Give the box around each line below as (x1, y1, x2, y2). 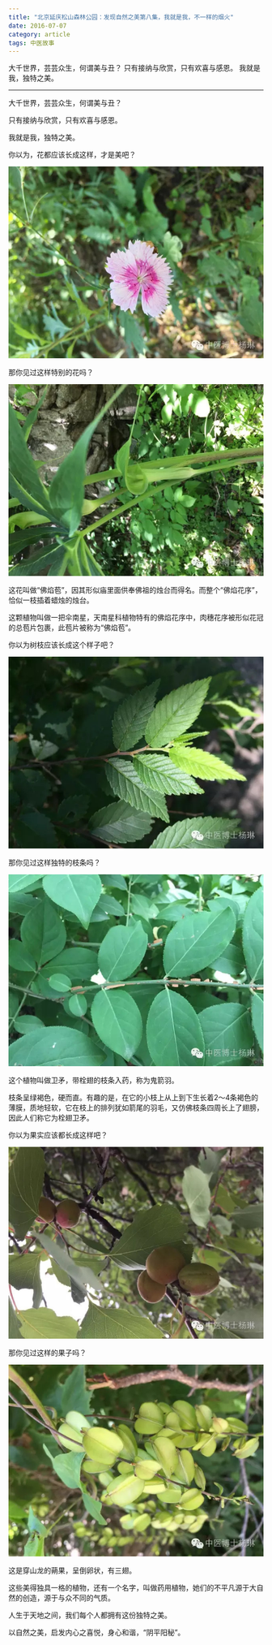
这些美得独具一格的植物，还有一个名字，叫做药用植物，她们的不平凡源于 (8, 1583, 249, 1593)
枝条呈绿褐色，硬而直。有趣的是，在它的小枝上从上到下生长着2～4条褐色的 (8, 1093, 259, 1103)
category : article (8, 30, 70, 38)
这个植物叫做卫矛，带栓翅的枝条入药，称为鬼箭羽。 (8, 1076, 179, 1086)
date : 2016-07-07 (8, 21, 67, 30)
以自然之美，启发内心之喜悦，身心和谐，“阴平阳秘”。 (8, 1628, 185, 1638)
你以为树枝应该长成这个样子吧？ (8, 640, 115, 650)
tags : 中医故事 (8, 39, 55, 47)
